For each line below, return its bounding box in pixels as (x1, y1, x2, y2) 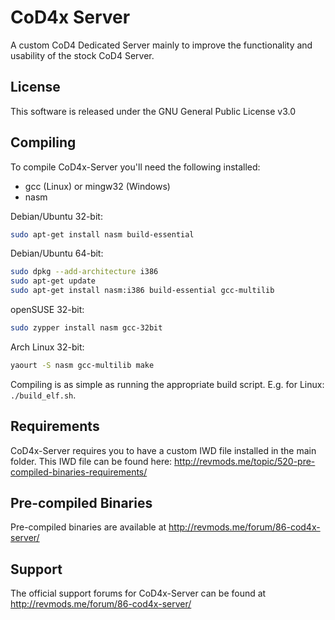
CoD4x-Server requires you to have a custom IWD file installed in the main (10, 444, 317, 456)
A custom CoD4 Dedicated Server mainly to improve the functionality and (10, 39, 313, 51)
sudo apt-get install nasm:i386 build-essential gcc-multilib (10, 286, 275, 296)
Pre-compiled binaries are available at (10, 521, 167, 533)
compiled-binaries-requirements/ (10, 466, 148, 478)
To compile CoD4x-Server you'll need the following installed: (10, 161, 261, 173)
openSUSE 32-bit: (10, 304, 85, 316)
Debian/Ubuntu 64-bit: (10, 247, 104, 260)
